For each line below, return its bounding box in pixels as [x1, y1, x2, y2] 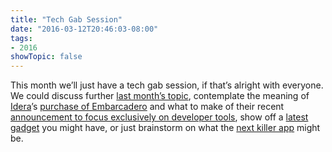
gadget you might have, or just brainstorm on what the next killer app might [10, 122, 321, 134]
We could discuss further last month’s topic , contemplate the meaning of [10, 90, 310, 102]
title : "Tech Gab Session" [10, 14, 123, 25]
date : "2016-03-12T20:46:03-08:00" [10, 24, 159, 34]
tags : [10, 33, 33, 43]
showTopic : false [10, 52, 83, 62]
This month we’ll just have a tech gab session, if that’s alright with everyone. [10, 79, 324, 91]
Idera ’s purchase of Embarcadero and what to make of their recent [10, 101, 285, 113]
